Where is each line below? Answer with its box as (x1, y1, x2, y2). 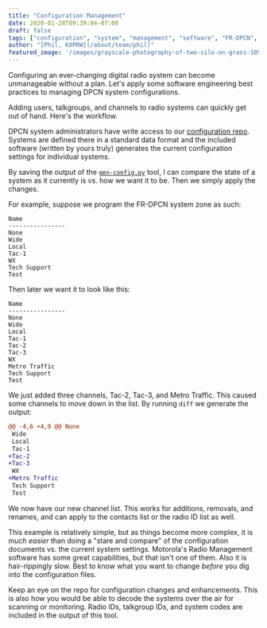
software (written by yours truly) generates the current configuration (8, 144, 233, 153)
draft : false (8, 26, 52, 34)
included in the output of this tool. (8, 610, 119, 620)
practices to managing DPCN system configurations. (8, 87, 180, 96)
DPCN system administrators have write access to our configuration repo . (8, 126, 250, 136)
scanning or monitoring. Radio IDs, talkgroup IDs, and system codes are (8, 602, 243, 611)
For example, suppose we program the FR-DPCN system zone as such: (8, 200, 242, 209)
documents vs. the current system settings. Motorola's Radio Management (8, 544, 253, 553)
